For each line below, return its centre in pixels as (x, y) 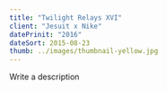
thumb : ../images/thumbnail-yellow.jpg (84, 51)
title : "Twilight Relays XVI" (66, 18)
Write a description (44, 77)
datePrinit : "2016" (46, 34)
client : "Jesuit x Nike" (56, 26)
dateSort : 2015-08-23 (50, 43)
